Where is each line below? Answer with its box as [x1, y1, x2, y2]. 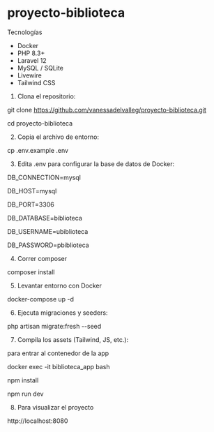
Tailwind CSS [17, 78, 56, 87]
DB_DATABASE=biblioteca [7, 214, 82, 222]
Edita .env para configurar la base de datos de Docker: [17, 159, 175, 168]
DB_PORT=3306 [7, 200, 54, 209]
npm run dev [7, 389, 44, 398]
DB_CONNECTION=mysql [7, 173, 82, 181]
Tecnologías [7, 28, 43, 36]
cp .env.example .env [7, 146, 68, 154]
